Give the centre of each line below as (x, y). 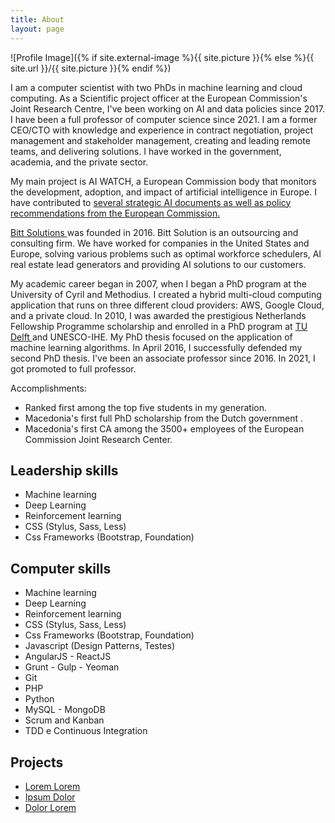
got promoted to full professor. (73, 368)
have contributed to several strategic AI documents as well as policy (151, 202)
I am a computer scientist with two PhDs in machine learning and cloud (156, 87)
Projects (37, 762)
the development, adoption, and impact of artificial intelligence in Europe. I (163, 192)
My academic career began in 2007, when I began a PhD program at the (158, 283)
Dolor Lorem (50, 807)
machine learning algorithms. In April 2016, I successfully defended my (156, 347)
